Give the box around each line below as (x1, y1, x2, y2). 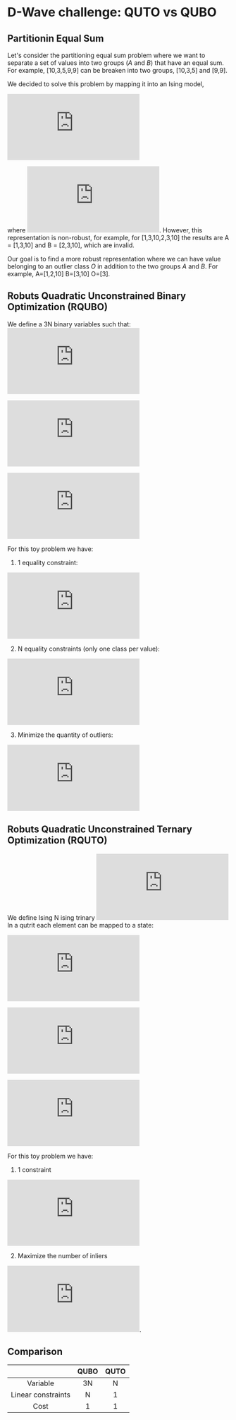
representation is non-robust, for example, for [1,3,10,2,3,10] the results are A (7, 234, 230, 242)
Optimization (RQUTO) (7, 834, 108, 846)
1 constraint (17, 1165, 51, 1173)
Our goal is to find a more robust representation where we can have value (7, 255, 221, 263)
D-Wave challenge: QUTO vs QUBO (7, 4, 217, 20)
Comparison (7, 1346, 63, 1358)
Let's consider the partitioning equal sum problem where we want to (7, 51, 206, 59)
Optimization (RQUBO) (7, 301, 108, 313)
